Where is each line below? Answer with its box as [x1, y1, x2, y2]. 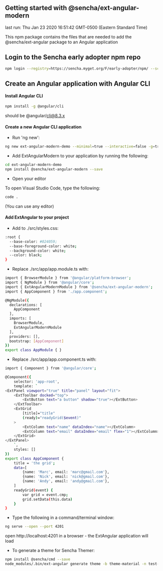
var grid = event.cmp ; [22, 492, 68, 497]
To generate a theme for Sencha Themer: [12, 548, 95, 553]
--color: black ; [9, 253, 42, 258]
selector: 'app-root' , [14, 379, 60, 384]
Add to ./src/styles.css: [12, 225, 59, 231]
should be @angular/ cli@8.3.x [5, 112, 65, 118]
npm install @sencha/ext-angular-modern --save [5, 166, 103, 172]
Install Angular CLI [5, 93, 43, 99]
